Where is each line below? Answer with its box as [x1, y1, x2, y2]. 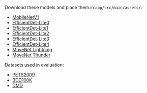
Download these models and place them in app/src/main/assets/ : [5, 5, 142, 10]
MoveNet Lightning [12, 47, 52, 52]
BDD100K [12, 77, 33, 83]
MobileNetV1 [12, 14, 39, 20]
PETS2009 [12, 72, 35, 78]
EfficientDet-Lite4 [12, 41, 49, 47]
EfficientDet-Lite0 [12, 20, 49, 25]
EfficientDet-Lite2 [12, 30, 49, 36]
